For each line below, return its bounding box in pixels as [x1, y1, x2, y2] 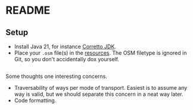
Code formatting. [14, 97, 57, 104]
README [5, 4, 51, 17]
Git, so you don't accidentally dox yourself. [14, 56, 120, 62]
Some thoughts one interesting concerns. [5, 73, 108, 80]
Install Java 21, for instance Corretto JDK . [14, 43, 117, 50]
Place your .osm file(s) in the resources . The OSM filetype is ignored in [14, 49, 187, 56]
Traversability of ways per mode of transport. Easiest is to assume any [14, 84, 188, 92]
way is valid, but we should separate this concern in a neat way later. [14, 90, 183, 98]
